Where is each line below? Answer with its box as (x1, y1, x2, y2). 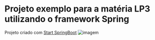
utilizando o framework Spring (4, 13, 129, 25)
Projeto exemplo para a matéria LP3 (4, 3, 151, 14)
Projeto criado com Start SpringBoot (4, 29, 77, 35)
